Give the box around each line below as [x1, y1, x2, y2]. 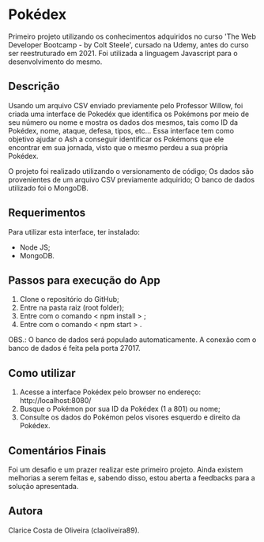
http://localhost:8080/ [19, 396, 92, 405]
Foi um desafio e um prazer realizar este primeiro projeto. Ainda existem [8, 465, 243, 474]
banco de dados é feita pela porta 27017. [8, 344, 141, 353]
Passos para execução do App [8, 273, 160, 287]
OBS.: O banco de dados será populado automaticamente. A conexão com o [8, 335, 257, 344]
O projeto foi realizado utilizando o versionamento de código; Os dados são [8, 166, 255, 175]
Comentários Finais [8, 444, 107, 457]
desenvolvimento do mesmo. [8, 57, 103, 66]
